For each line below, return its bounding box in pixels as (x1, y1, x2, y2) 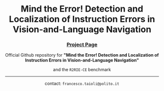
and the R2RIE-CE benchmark (53, 67, 111, 73)
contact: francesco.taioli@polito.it (44, 81, 120, 87)
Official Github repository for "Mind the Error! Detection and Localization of (5, 52, 159, 58)
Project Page (66, 41, 98, 48)
